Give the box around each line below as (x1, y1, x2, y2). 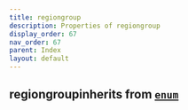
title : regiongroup (9, 12, 82, 22)
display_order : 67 (9, 29, 77, 38)
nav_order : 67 (9, 37, 62, 47)
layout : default (9, 54, 69, 63)
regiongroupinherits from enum (9, 87, 179, 102)
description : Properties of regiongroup (9, 21, 161, 30)
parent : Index (9, 46, 62, 55)
